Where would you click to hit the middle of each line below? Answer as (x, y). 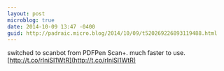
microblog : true (31, 20)
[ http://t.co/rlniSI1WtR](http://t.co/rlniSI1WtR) (72, 61)
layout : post (26, 14)
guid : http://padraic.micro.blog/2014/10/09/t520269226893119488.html (112, 33)
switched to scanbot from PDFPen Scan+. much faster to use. (96, 53)
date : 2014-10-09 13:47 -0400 (51, 26)
